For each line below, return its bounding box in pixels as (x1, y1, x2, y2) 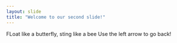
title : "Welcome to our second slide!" (6, 14, 106, 20)
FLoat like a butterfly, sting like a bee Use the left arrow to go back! (6, 30, 172, 37)
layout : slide (6, 8, 42, 15)
